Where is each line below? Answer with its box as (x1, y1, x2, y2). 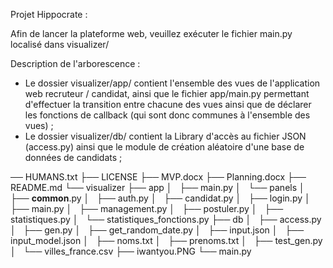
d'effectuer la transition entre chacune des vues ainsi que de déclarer (24, 99, 312, 110)
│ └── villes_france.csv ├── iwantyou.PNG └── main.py (10, 245, 252, 257)
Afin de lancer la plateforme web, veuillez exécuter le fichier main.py (10, 28, 293, 39)
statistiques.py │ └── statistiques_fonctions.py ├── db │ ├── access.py (10, 214, 322, 225)
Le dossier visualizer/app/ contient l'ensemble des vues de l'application (24, 77, 321, 89)
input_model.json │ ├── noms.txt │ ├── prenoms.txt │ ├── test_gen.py (10, 235, 323, 246)
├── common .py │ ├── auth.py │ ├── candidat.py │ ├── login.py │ (10, 192, 311, 204)
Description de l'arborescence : (10, 58, 141, 69)
